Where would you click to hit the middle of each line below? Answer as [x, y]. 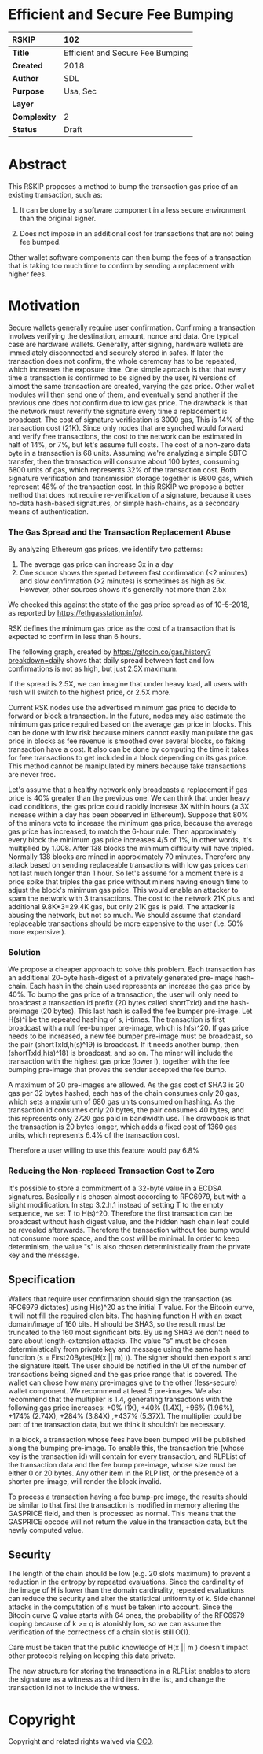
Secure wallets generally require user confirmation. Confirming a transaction [132, 327]
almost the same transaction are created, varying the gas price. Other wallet [131, 386]
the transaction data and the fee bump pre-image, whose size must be [122, 1464]
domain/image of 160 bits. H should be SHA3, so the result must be [117, 1323]
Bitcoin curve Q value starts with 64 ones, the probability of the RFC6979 [126, 1615]
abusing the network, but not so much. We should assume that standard [125, 916]
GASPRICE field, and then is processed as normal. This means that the [122, 1513]
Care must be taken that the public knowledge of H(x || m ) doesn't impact [128, 1648]
